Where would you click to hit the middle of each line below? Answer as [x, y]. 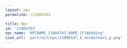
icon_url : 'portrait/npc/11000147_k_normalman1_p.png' [64, 38]
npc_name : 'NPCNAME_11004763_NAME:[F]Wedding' [55, 33]
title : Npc [17, 24]
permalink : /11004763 [28, 15]
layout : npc [18, 10]
